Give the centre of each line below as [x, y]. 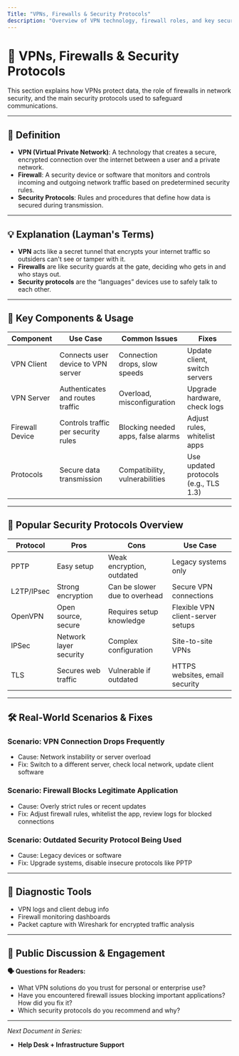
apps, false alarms [149, 436]
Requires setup [133, 612]
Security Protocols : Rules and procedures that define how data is [114, 198]
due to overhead [136, 595]
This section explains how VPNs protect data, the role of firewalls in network [119, 91]
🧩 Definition [34, 135]
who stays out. [39, 275]
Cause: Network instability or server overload [84, 757]
